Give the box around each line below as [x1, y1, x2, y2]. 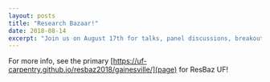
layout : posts [8, 11, 56, 20]
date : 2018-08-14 [8, 27, 67, 35]
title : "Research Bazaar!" [8, 19, 99, 27]
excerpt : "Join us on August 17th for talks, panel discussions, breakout [8, 34, 264, 43]
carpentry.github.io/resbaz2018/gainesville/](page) [8, 65, 178, 75]
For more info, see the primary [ [8, 56, 114, 66]
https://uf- [112, 56, 147, 66]
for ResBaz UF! [178, 65, 229, 75]
